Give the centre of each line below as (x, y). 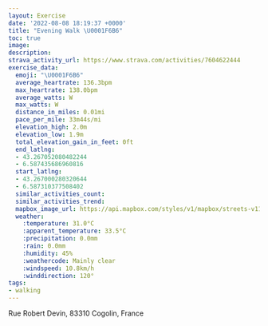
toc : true (25, 38)
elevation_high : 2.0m (51, 127)
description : (30, 53)
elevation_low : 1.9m (49, 134)
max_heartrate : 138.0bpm (57, 90)
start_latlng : (39, 172)
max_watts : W (37, 105)
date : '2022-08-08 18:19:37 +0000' (67, 23)
